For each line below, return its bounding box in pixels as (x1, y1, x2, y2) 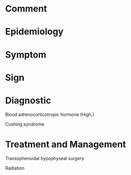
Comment (5, 3, 47, 15)
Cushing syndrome (5, 121, 44, 127)
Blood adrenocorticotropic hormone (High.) (5, 111, 94, 117)
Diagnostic (5, 95, 51, 106)
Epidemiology (5, 26, 64, 38)
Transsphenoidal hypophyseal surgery (5, 155, 84, 161)
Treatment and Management (5, 138, 126, 150)
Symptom (5, 49, 46, 60)
